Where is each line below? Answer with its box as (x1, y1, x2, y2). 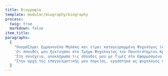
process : (5, 16, 23, 21)
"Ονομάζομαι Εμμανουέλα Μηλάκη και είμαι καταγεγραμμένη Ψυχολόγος (14, 44, 157, 49)
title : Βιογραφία (5, 7, 41, 12)
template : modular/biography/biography (5, 12, 88, 17)
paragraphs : (5, 35, 30, 40)
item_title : (5, 30, 30, 35)
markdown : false (9, 26, 43, 31)
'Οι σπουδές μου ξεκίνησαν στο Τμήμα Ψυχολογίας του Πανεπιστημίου (14, 49, 157, 54)
